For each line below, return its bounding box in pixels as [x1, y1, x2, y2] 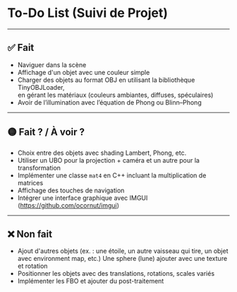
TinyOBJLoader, [17, 83, 65, 91]
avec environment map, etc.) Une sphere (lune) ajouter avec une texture [17, 255, 228, 263]
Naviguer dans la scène [17, 60, 87, 69]
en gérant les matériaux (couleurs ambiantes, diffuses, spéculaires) [17, 90, 214, 99]
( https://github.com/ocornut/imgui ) [17, 201, 120, 209]
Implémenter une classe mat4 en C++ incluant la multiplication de [17, 171, 207, 180]
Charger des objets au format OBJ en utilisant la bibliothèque [17, 76, 195, 84]
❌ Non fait [7, 228, 53, 240]
